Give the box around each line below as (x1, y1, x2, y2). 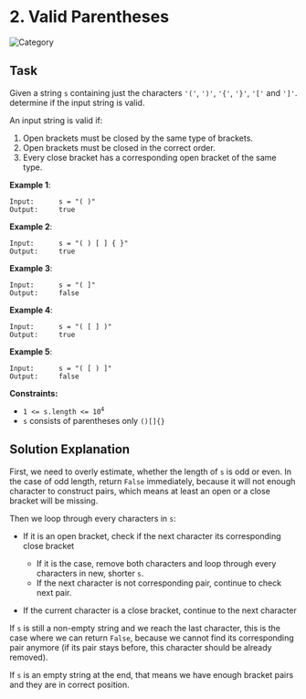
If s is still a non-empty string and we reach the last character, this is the (9, 622, 281, 633)
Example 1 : (9, 179, 51, 190)
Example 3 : (9, 262, 53, 273)
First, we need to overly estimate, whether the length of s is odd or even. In (9, 466, 292, 477)
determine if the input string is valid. (9, 97, 145, 108)
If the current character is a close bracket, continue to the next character (22, 605, 297, 616)
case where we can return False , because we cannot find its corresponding (9, 632, 294, 643)
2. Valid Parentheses (9, 6, 170, 27)
